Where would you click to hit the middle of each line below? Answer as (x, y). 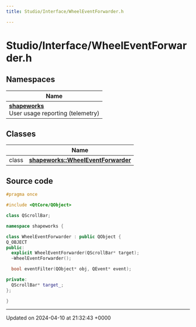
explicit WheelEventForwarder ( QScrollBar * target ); (76, 253)
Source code (30, 181)
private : (17, 280)
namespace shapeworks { (35, 226)
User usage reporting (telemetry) (54, 113)
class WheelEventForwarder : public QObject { (64, 237)
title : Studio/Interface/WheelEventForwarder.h (65, 11)
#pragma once (22, 195)
